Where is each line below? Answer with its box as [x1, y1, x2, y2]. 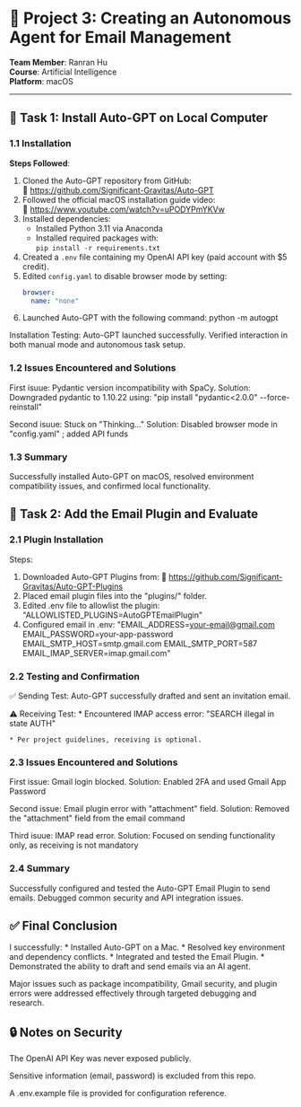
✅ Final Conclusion [9, 918, 118, 933]
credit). [21, 260, 49, 272]
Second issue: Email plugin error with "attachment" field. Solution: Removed [9, 804, 290, 814]
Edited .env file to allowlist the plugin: [21, 600, 160, 611]
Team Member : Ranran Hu [9, 57, 108, 67]
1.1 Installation [9, 137, 72, 150]
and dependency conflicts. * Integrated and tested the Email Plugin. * [9, 952, 265, 962]
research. [9, 997, 45, 1008]
